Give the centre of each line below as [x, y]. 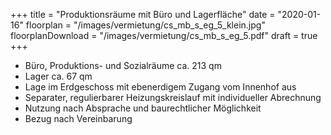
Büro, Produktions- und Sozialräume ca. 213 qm [123, 65]
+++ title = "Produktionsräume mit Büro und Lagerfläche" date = [143, 14]
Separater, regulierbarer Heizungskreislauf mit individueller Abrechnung [173, 97]
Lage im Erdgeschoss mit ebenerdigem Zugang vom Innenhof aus [160, 87]
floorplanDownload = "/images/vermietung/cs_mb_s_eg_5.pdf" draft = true [164, 35]
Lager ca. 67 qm [58, 76]
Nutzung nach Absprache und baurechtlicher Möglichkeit [143, 108]
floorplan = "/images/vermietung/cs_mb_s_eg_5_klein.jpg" [145, 25]
